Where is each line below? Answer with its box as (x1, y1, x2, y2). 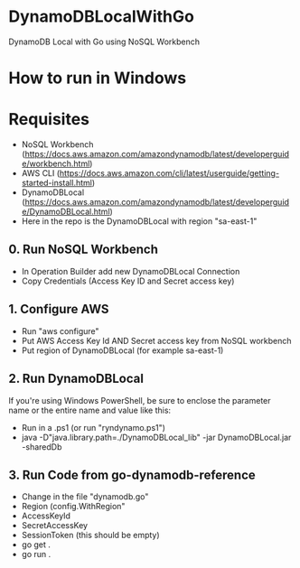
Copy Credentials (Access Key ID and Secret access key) (21, 275, 235, 286)
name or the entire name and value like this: (8, 405, 172, 415)
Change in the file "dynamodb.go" (21, 491, 149, 502)
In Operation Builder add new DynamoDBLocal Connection (21, 265, 240, 276)
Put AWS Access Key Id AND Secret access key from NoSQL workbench (21, 335, 292, 346)
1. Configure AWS (8, 302, 109, 317)
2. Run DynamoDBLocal (8, 371, 144, 386)
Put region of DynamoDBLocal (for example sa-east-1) (21, 345, 224, 356)
